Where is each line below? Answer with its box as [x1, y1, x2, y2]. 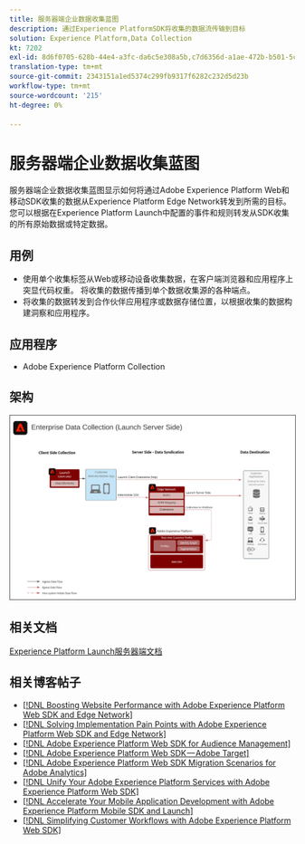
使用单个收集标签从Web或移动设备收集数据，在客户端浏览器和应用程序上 [22, 273, 294, 284]
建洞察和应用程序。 [22, 308, 95, 319]
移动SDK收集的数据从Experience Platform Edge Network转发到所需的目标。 [9, 196, 291, 207]
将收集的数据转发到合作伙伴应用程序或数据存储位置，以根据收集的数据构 [22, 296, 292, 307]
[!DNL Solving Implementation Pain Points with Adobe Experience [22, 718, 267, 729]
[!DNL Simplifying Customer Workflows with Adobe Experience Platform [22, 815, 291, 826]
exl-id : [9, 53, 39, 62]
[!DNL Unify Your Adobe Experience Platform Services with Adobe [22, 776, 270, 787]
